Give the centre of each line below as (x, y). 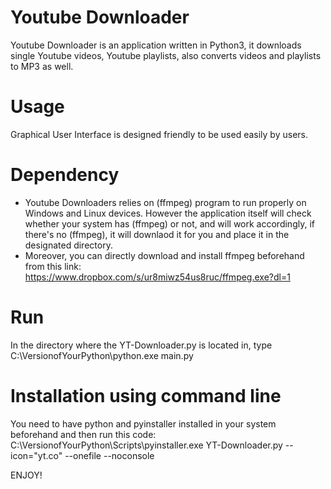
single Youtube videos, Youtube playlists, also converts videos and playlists (166, 55)
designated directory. (68, 245)
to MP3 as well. (42, 66)
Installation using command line (146, 395)
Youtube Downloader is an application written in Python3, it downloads (156, 45)
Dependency (65, 175)
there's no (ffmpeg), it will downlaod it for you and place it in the (157, 234)
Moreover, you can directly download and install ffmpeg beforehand (164, 255)
